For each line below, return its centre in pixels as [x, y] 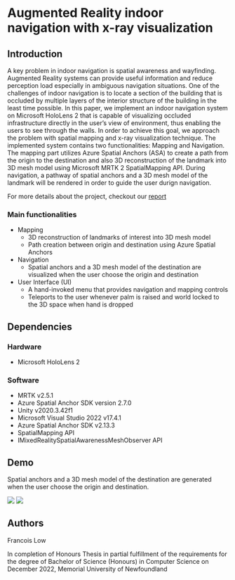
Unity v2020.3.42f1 [45, 411]
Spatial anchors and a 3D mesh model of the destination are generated [109, 479]
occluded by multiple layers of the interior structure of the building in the [112, 101]
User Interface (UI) [45, 282]
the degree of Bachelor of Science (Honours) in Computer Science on [108, 561]
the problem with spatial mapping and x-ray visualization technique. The [112, 138]
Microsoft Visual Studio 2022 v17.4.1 [69, 418]
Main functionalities [42, 214]
